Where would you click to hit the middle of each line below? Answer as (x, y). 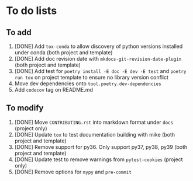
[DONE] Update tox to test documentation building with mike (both (95, 134)
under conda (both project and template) (63, 53)
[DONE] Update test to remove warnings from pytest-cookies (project (99, 159)
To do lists (32, 11)
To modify (25, 108)
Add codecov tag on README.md (54, 90)
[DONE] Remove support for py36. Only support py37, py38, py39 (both (101, 147)
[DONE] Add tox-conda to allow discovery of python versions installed (99, 46)
